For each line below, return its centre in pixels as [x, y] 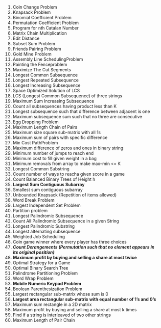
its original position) [34, 252]
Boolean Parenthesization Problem [47, 289]
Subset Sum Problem [34, 43]
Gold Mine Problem [32, 54]
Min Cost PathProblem [35, 143]
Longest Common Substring [41, 169]
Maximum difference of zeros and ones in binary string [68, 148]
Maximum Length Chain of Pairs [45, 127]
